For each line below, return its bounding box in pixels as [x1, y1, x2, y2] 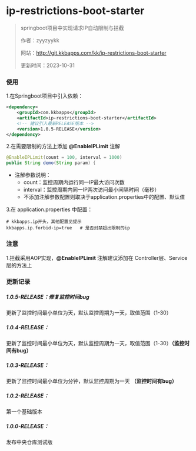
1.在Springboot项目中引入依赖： [6, 92, 84, 99]
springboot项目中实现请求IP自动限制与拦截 [20, 24, 125, 31]
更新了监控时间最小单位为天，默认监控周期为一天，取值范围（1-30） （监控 [6, 340, 185, 347]
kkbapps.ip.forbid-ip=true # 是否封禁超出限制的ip [6, 225, 131, 231]
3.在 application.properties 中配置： [6, 206, 93, 213]
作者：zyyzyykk [20, 36, 60, 44]
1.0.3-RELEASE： [6, 362, 49, 369]
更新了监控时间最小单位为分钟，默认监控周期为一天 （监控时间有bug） [6, 377, 178, 385]
